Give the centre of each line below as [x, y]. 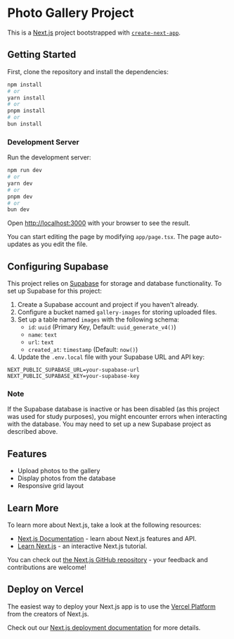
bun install [25, 124]
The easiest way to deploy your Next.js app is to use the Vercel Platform [112, 606]
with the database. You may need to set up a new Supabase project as [109, 424]
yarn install [26, 98]
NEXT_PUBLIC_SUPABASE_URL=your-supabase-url [73, 370]
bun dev [19, 209]
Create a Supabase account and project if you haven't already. [108, 305]
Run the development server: [49, 157]
